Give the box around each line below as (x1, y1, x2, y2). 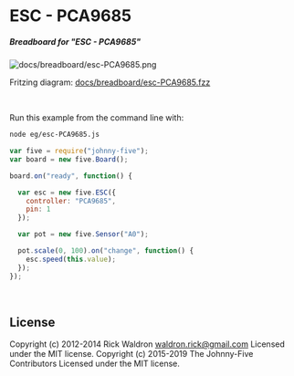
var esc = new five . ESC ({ (17, 188, 117, 197)
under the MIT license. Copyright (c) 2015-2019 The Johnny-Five (9, 349, 254, 360)
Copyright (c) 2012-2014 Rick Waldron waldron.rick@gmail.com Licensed (9, 339, 286, 350)
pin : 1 (26, 204, 51, 214)
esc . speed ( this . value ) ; (26, 255, 117, 264)
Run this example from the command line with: (9, 112, 184, 123)
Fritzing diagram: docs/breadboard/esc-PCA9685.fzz (9, 77, 211, 88)
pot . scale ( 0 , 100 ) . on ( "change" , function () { (17, 246, 194, 256)
